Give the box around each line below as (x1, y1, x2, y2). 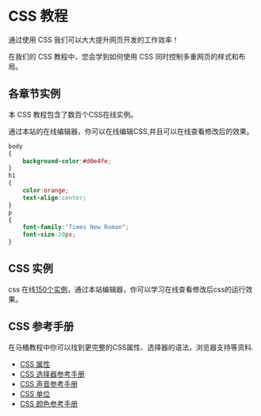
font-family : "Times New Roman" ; (22, 223, 129, 231)
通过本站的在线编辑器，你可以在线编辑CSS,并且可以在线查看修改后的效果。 (8, 126, 254, 135)
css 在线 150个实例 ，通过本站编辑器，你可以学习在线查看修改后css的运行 (8, 284, 246, 294)
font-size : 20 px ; (22, 231, 77, 239)
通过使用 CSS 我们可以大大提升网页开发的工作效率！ (8, 35, 180, 44)
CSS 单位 (19, 389, 50, 399)
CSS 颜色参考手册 (19, 399, 78, 408)
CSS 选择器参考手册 (19, 369, 85, 379)
